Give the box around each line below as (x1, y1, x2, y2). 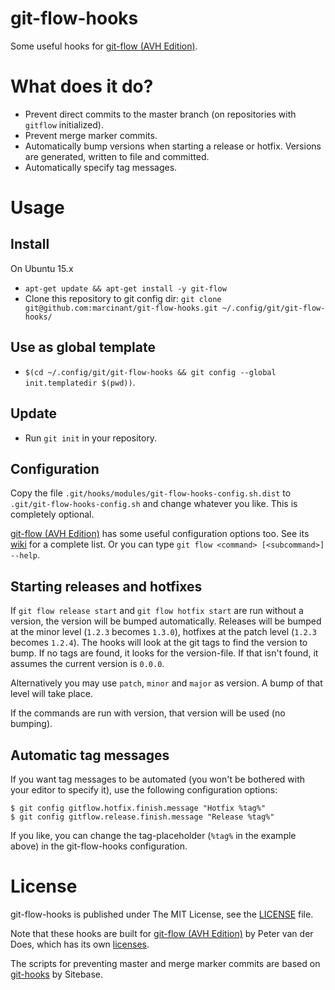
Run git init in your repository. (24, 432, 158, 444)
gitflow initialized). (24, 118, 104, 131)
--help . (10, 549, 40, 561)
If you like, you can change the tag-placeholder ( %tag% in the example (10, 829, 297, 841)
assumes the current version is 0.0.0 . (10, 658, 165, 670)
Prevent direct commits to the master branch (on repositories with (24, 108, 297, 120)
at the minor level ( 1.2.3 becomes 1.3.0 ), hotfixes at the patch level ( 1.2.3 (10, 626, 317, 638)
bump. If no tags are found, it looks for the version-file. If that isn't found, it (10, 647, 319, 659)
